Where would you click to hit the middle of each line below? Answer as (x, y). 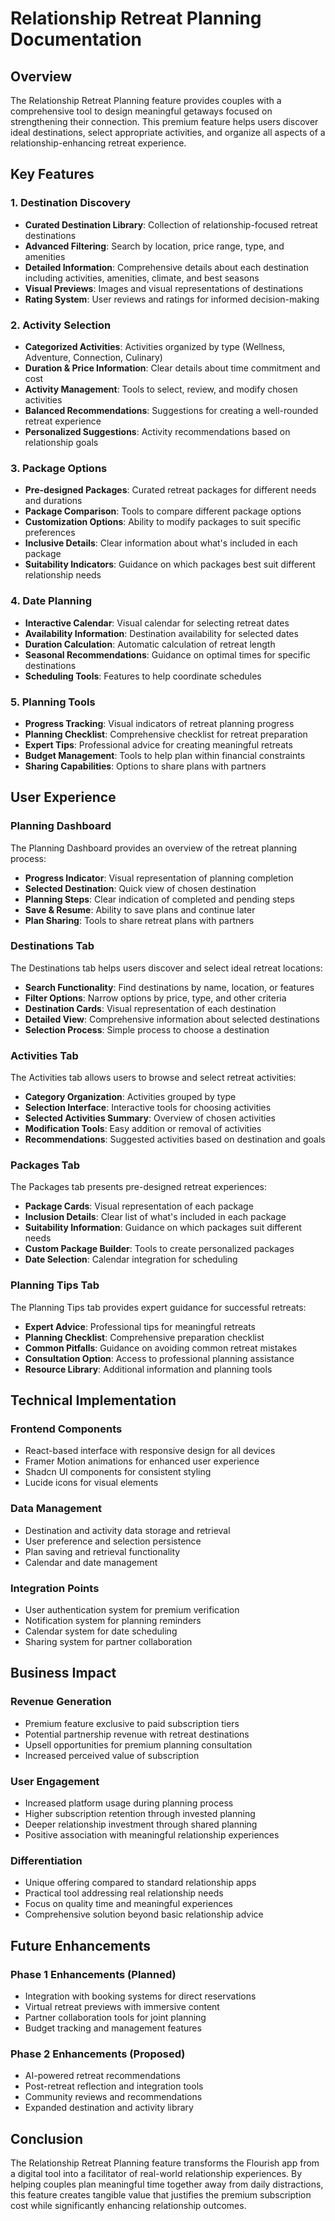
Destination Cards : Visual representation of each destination (150, 1008)
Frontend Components (66, 1429)
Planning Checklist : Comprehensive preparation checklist (144, 1337)
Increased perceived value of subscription (112, 1755)
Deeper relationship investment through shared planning (141, 1824)
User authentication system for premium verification (132, 1610)
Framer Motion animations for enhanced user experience (142, 1461)
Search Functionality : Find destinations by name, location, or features (169, 987)
